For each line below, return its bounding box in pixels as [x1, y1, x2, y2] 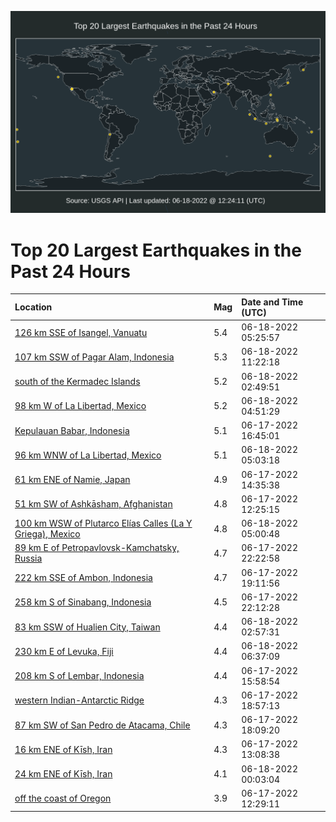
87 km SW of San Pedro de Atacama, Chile [14, 719, 191, 731]
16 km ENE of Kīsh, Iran [14, 743, 113, 755]
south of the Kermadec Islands [14, 376, 141, 388]
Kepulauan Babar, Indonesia [14, 424, 130, 436]
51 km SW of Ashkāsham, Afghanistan [14, 498, 173, 510]
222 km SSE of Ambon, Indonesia [14, 572, 153, 584]
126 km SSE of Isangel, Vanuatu [14, 326, 148, 338]
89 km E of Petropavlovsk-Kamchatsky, [14, 542, 180, 554]
